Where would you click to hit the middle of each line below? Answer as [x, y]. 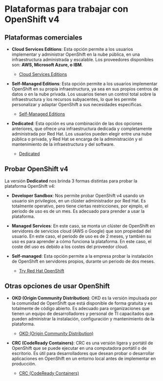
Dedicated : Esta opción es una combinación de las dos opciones [77, 123]
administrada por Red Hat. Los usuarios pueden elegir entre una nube [82, 134]
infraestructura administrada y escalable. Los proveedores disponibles [82, 59]
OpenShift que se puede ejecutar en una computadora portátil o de [79, 348]
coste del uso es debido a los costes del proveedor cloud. [70, 247]
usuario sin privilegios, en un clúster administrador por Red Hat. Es [79, 201]
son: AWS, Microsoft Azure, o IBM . [47, 65]
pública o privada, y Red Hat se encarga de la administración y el [77, 139]
